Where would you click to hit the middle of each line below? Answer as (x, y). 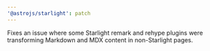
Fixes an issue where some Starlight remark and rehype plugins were (105, 33)
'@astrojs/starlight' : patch (49, 13)
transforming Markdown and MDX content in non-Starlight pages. (100, 40)
